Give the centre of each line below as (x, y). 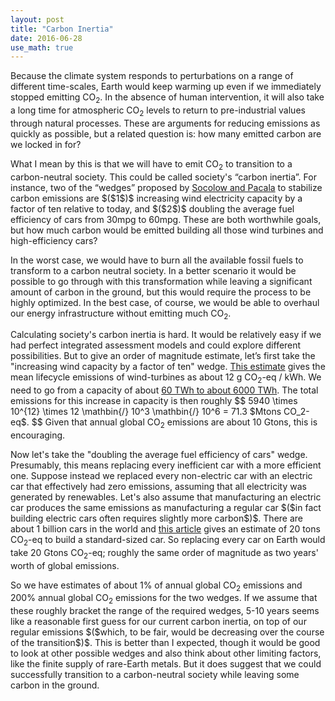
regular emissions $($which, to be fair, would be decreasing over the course (167, 632)
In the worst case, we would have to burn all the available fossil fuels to (157, 260)
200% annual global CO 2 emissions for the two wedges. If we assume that (164, 599)
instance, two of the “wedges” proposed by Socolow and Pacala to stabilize (166, 187)
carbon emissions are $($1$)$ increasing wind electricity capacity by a (156, 198)
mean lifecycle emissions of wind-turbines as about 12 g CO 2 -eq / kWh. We (166, 378)
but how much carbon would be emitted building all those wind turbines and (167, 230)
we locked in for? (46, 144)
